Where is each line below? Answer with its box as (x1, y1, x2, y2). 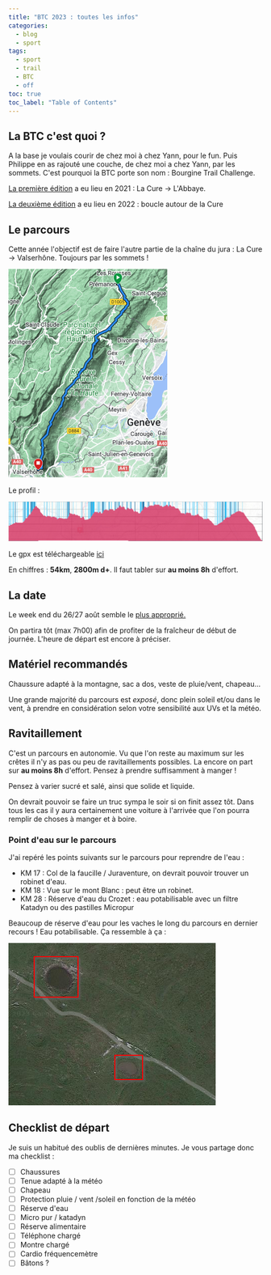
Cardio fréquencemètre (19, 1249, 98, 1259)
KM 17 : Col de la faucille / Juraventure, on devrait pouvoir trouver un (19, 868, 249, 878)
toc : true (8, 90, 42, 98)
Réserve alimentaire (19, 1222, 86, 1231)
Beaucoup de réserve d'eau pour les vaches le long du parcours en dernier (8, 918, 258, 928)
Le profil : (8, 485, 40, 495)
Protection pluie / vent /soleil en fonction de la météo (19, 1194, 196, 1204)
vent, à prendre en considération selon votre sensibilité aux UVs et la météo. (8, 703, 262, 713)
